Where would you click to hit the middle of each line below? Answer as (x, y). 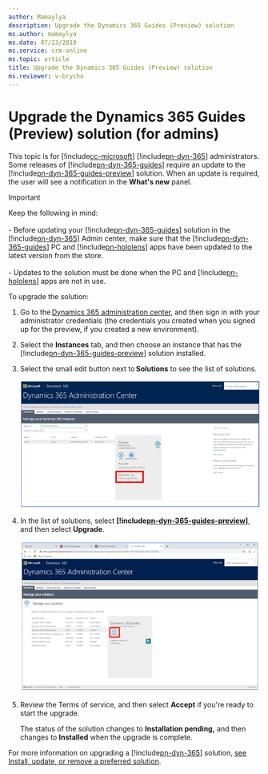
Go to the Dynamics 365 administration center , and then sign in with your (140, 312)
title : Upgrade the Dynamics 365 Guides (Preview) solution (111, 68)
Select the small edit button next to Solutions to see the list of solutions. (138, 368)
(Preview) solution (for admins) (114, 134)
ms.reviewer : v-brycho (46, 76)
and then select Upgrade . (62, 529)
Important (24, 197)
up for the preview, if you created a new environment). (109, 329)
